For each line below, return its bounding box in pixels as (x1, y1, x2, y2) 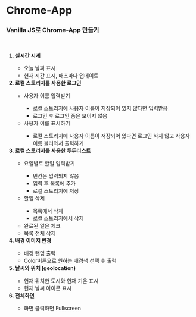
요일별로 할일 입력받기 (23, 160, 76, 167)
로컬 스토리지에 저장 (32, 187, 79, 194)
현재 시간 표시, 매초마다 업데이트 (23, 72, 99, 79)
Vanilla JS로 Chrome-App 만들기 (6, 26, 99, 34)
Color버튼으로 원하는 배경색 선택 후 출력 (23, 257, 117, 265)
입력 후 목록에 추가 (32, 180, 76, 187)
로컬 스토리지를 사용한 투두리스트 (14, 147, 91, 155)
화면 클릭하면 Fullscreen (23, 305, 82, 312)
